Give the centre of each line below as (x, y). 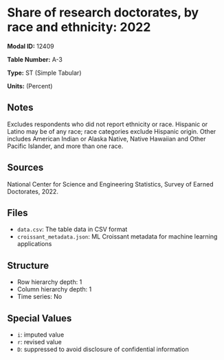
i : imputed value (41, 335)
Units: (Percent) (30, 86)
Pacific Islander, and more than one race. (65, 146)
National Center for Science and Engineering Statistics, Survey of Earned (110, 184)
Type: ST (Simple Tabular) (44, 73)
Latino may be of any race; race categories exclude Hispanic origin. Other (112, 131)
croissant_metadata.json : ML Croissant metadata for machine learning (117, 237)
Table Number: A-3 (35, 59)
